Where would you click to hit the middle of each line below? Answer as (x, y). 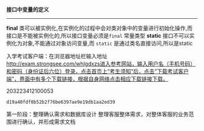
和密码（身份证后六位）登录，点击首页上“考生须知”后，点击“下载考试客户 (98, 71)
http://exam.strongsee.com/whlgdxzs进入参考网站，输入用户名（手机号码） (101, 64)
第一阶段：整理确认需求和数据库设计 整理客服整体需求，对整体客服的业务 (97, 114)
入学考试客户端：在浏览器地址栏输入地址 (57, 56)
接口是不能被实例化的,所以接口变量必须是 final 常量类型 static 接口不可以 (98, 35)
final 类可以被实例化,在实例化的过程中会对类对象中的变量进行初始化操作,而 (100, 28)
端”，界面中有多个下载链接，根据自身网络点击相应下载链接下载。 (87, 79)
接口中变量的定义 (28, 9)
